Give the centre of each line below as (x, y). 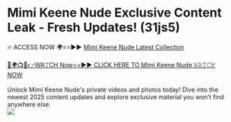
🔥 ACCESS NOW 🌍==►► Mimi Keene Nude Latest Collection (96, 47)
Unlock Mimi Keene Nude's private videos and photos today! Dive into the (113, 89)
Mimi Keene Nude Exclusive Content (115, 13)
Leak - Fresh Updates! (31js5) (94, 27)
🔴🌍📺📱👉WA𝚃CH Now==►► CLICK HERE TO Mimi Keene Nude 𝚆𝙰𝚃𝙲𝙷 (111, 64)
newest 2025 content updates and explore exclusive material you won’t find (116, 97)
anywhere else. (29, 104)
